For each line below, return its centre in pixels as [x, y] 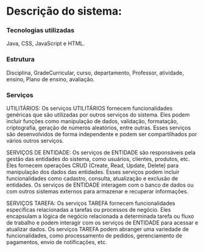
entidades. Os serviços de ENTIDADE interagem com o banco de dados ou [100, 185]
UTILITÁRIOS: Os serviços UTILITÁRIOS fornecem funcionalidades [90, 109]
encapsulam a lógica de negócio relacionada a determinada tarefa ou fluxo [100, 216]
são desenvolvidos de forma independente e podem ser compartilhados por [102, 134]
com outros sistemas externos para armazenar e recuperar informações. [97, 192]
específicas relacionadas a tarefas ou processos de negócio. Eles [89, 210]
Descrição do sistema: [64, 11]
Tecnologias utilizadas [40, 31]
